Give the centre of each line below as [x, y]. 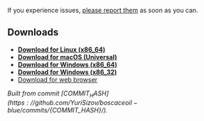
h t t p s [17, 103]
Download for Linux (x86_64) [61, 50]
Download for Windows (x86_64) [67, 64]
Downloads [33, 32]
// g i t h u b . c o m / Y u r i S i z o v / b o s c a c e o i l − [84, 103]
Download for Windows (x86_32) [67, 72]
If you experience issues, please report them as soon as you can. [103, 10]
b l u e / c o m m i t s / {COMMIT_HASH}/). [58, 110]
